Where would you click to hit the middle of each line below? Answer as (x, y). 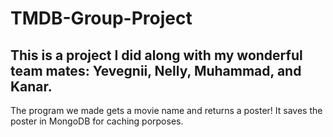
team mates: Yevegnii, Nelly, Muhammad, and (156, 70)
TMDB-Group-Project (101, 18)
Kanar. (31, 86)
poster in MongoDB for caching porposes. (97, 121)
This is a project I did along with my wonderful (156, 55)
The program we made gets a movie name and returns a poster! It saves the (166, 110)
